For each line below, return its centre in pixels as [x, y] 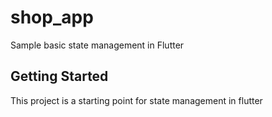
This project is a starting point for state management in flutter [136, 100]
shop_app [52, 17]
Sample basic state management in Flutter [97, 45]
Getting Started [59, 76]
